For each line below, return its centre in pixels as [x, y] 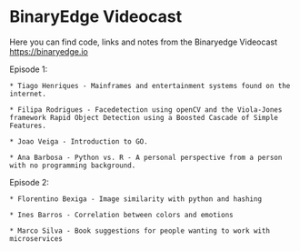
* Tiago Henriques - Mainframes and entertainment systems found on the [150, 85]
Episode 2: [30, 182]
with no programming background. [73, 166]
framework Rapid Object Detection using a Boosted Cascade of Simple [144, 117]
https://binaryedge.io [49, 51]
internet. [28, 94]
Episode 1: [29, 69]
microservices [36, 238]
